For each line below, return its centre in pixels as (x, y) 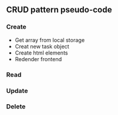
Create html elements (41, 53)
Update (17, 90)
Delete (16, 107)
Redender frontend (38, 59)
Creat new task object (42, 46)
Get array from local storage (50, 40)
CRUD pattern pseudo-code (59, 10)
